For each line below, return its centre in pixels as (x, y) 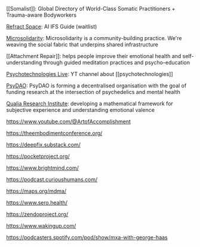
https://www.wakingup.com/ (41, 226)
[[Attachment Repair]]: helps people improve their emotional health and (94, 56)
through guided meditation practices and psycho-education (116, 62)
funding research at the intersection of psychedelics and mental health (93, 92)
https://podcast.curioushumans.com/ (52, 179)
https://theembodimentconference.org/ (54, 133)
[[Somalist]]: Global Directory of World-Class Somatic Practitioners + (91, 9)
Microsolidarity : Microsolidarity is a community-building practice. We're (94, 38)
